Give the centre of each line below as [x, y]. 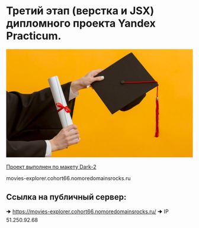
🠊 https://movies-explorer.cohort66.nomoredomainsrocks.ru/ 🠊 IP [87, 211]
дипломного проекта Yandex [81, 23]
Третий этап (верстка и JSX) [80, 11]
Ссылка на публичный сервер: [66, 197]
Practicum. [34, 36]
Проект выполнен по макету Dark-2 [51, 167]
